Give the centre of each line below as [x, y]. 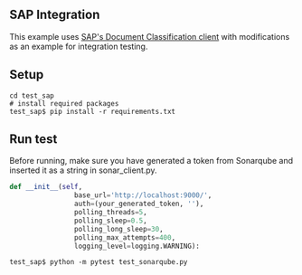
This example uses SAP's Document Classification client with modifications [150, 36]
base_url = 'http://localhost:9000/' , [143, 195]
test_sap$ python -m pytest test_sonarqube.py [99, 262]
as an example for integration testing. [79, 46]
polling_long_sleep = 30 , [119, 229]
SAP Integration [55, 15]
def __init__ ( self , [46, 187]
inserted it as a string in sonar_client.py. [83, 170]
